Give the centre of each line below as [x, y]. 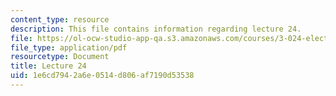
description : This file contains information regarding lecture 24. [156, 29]
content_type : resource [60, 19]
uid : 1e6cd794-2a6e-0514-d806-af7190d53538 [102, 76]
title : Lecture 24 [48, 66]
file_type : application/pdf [69, 47]
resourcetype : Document [60, 57]
